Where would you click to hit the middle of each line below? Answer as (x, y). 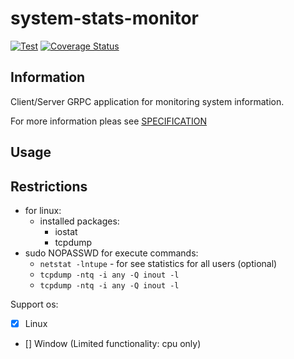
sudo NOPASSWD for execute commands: (111, 253)
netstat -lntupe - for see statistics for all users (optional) (158, 263)
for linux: (43, 210)
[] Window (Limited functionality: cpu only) (113, 344)
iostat (66, 231)
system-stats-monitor (104, 18)
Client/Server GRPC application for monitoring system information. (147, 101)
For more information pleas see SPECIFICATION (109, 121)
